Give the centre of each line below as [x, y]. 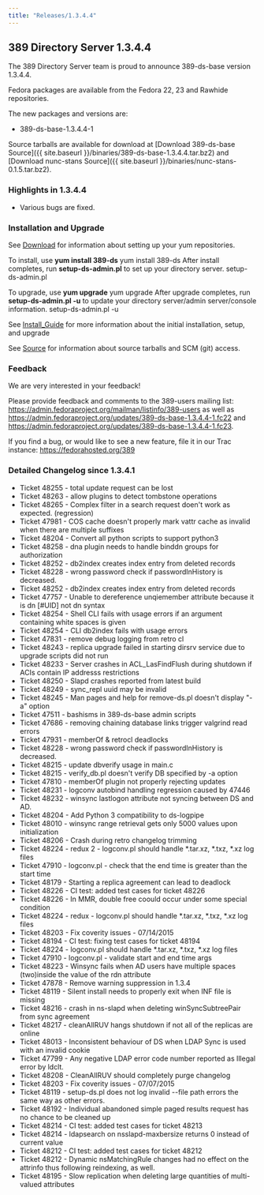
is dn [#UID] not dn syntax [62, 605]
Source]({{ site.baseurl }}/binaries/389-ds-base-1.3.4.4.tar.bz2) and [119, 153]
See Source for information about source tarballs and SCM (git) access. [124, 348]
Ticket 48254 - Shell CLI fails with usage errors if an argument [121, 614]
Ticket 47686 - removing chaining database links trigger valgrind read [133, 723]
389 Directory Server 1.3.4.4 [80, 48]
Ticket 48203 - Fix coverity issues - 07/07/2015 [97, 1084]
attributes [59, 1184]
